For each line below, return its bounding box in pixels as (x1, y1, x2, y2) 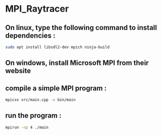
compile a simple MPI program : (5, 84, 107, 92)
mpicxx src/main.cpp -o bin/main (5, 97, 76, 103)
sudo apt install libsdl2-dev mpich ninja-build (5, 45, 110, 50)
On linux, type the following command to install (5, 23, 157, 32)
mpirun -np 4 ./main (5, 125, 49, 130)
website (5, 66, 31, 75)
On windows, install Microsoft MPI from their (5, 59, 149, 68)
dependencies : (5, 31, 56, 40)
